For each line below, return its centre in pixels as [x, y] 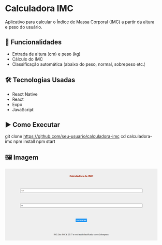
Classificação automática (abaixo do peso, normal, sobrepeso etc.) [79, 64]
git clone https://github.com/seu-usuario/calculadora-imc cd [65, 137]
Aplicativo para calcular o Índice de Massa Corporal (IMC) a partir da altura [80, 22]
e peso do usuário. [24, 27]
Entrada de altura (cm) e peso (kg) [46, 54]
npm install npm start [34, 141]
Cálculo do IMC [27, 59]
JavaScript [23, 109]
